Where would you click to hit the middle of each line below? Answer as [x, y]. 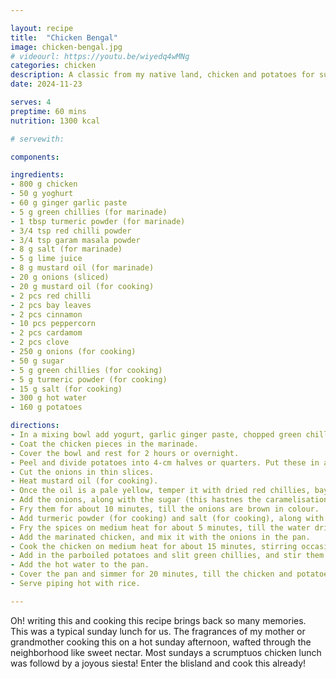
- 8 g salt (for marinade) [66, 249]
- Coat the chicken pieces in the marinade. [104, 444]
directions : [35, 426]
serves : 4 [31, 102]
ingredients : [37, 175]
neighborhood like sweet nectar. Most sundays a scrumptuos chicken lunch [166, 652]
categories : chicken [53, 66]
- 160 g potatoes [46, 407]
